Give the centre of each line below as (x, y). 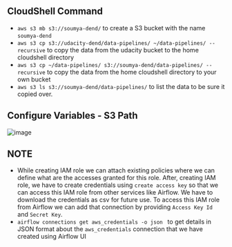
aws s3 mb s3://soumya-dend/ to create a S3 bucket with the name (111, 28)
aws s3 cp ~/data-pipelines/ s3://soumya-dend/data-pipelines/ (110, 65)
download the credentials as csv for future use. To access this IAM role (118, 200)
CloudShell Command (55, 11)
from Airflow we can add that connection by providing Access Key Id (115, 207)
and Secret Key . (40, 215)
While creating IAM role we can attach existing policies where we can (116, 170)
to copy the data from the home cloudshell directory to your (132, 72)
